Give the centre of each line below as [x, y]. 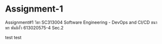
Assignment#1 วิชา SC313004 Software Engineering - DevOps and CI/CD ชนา [81, 22]
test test [13, 37]
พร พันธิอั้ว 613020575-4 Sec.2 [34, 28]
